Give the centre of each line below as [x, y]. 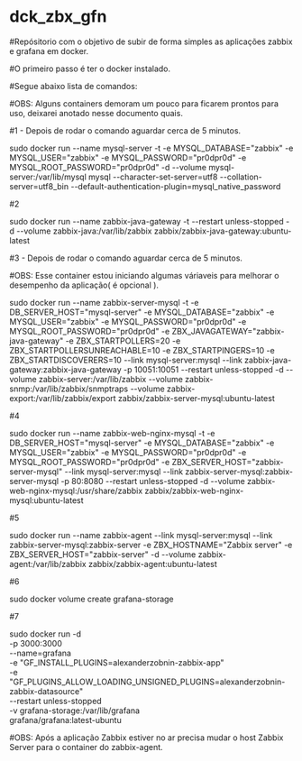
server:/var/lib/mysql [48, 177]
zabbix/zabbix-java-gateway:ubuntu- [223, 231]
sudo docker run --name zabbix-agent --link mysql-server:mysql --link [141, 535]
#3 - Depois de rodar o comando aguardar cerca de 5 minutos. [126, 258]
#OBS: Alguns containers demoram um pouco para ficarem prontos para [144, 103]
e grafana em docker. [49, 50]
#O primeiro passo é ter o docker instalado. [90, 69]
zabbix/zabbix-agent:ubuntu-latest [153, 564]
